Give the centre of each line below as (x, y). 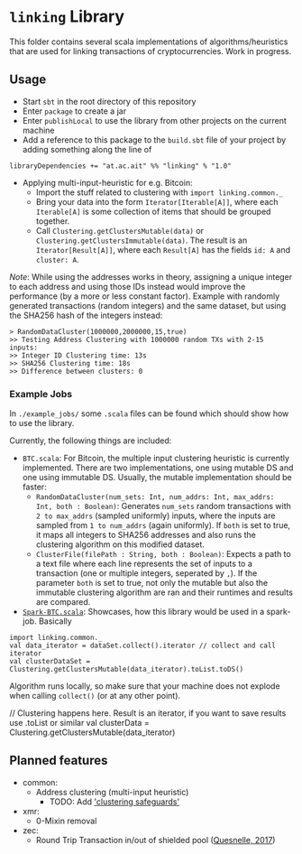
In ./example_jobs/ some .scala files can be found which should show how (149, 413)
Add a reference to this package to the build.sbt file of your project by (154, 139)
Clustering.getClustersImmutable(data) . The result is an (142, 240)
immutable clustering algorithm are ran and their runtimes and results (164, 592)
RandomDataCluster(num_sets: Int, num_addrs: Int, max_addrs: (155, 497)
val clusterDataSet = (50, 662)
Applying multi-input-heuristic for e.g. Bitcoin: (107, 182)
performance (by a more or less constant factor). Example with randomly (145, 296)
